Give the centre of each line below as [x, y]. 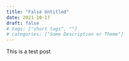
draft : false [23, 23]
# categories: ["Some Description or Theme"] [65, 34]
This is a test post [28, 51]
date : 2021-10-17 [28, 18]
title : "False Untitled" [38, 12]
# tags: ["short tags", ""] [42, 29]
